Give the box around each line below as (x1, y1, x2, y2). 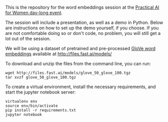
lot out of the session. (5, 35, 51, 42)
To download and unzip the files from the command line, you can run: (5, 61, 151, 66)
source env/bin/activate (5, 103, 58, 108)
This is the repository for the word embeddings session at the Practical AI (5, 5, 159, 10)
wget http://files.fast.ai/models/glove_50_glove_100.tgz (5, 70, 131, 75)
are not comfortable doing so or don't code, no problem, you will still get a (5, 30, 161, 36)
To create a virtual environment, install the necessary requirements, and (5, 84, 156, 90)
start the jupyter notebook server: (5, 89, 76, 95)
